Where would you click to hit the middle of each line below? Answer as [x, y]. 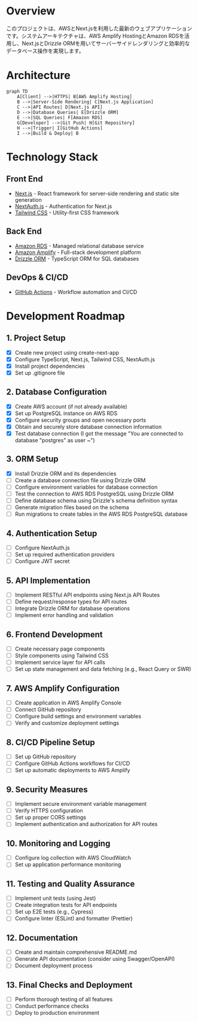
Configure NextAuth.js [42, 548]
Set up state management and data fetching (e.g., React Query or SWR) [103, 669]
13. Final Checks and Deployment [69, 985]
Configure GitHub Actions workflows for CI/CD [72, 764]
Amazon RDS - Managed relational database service [79, 246]
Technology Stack [52, 157]
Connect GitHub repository [48, 710]
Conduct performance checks [52, 1006]
